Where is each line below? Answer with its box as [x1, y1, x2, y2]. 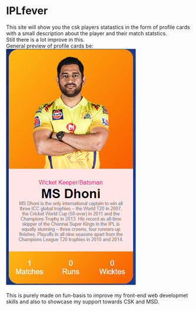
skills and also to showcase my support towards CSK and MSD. [6, 298, 160, 305]
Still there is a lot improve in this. [6, 36, 85, 43]
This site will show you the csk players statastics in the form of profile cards [6, 24, 190, 31]
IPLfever [6, 4, 48, 18]
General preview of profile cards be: [6, 42, 94, 49]
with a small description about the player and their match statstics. [6, 29, 168, 36]
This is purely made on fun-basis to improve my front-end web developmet [6, 292, 188, 299]
